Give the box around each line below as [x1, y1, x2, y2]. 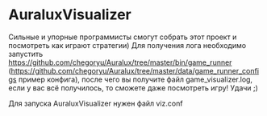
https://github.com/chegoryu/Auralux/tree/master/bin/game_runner [8, 58, 232, 67]
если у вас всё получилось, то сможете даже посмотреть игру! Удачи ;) [8, 82, 258, 93]
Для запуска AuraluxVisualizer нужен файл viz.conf [8, 98, 183, 108]
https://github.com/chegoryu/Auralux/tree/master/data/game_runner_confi [10, 66, 260, 75]
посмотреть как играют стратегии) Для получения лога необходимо [8, 40, 247, 50]
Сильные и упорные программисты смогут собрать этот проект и [8, 32, 237, 42]
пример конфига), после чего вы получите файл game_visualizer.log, [18, 74, 252, 84]
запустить [8, 49, 43, 58]
